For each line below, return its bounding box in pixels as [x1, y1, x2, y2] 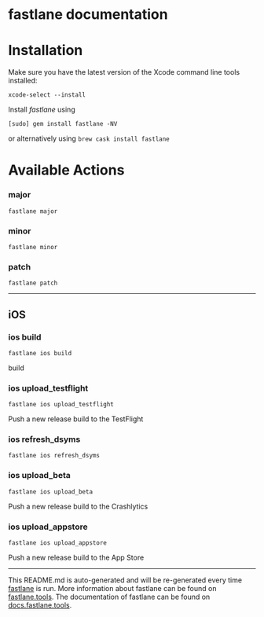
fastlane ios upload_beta [8, 487, 93, 496]
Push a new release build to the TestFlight [8, 414, 144, 424]
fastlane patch [8, 279, 58, 288]
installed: [8, 76, 38, 86]
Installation [8, 42, 83, 60]
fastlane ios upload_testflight [8, 401, 114, 409]
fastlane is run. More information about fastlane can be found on [8, 584, 217, 593]
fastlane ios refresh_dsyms [8, 452, 101, 460]
